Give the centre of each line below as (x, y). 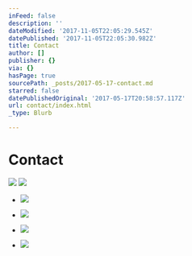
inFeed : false (32, 16)
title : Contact (34, 46)
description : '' (35, 23)
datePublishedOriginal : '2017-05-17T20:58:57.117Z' (97, 98)
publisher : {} (32, 61)
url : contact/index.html (50, 105)
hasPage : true (32, 76)
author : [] (27, 53)
